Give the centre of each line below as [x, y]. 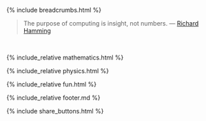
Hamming [37, 31]
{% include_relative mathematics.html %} [65, 57]
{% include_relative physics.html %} [58, 71]
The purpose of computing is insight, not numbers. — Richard [111, 23]
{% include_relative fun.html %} [52, 84]
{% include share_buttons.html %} [55, 111]
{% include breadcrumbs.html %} [54, 10]
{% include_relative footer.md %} [53, 97]
